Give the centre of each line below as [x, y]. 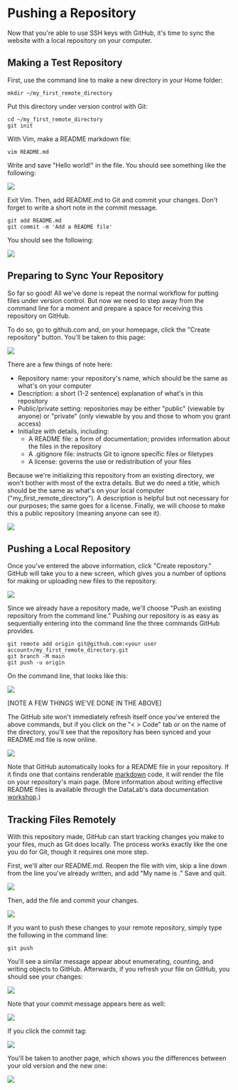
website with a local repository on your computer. [80, 40]
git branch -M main [36, 657]
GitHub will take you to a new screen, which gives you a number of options [117, 574]
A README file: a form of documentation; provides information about [129, 438]
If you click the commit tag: [47, 1031]
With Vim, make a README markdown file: [69, 139]
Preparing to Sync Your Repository [86, 276]
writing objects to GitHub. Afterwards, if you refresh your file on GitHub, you [119, 969]
